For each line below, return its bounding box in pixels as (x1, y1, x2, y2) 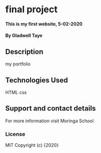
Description (5, 47, 43, 56)
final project (5, 4, 58, 15)
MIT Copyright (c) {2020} (5, 142, 59, 148)
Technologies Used (5, 76, 68, 84)
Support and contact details (5, 104, 96, 113)
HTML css (5, 90, 27, 95)
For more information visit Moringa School (5, 118, 94, 124)
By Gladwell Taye (5, 32, 42, 39)
